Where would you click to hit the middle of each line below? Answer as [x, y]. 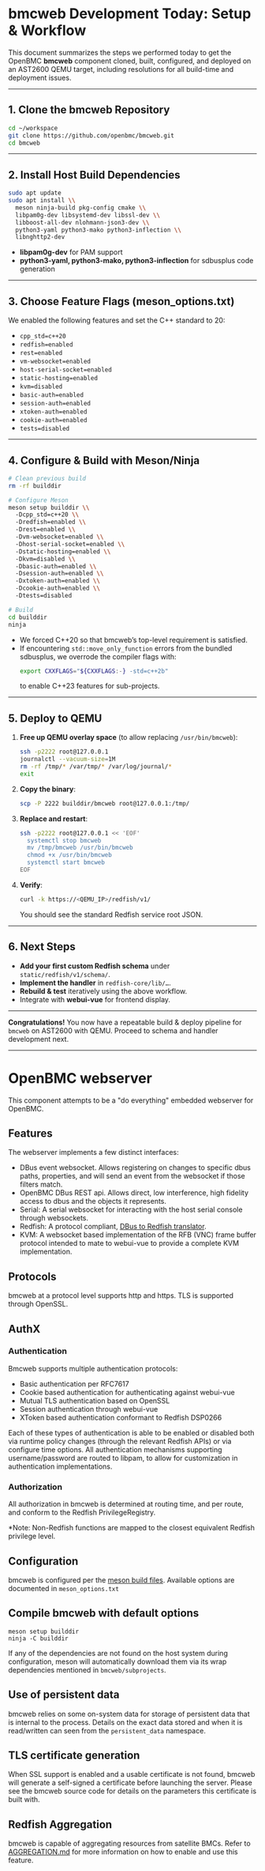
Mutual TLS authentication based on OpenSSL [95, 1401]
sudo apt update [35, 193]
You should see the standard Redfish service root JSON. [111, 915]
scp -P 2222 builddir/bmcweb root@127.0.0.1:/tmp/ [105, 803]
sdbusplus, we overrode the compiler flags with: [98, 656]
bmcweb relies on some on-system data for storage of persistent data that [129, 1714]
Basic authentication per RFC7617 [74, 1383]
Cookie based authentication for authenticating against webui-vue [127, 1392]
